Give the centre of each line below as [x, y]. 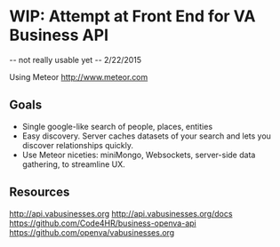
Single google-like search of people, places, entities [117, 126]
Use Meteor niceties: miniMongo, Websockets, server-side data [139, 155]
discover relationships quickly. [77, 145]
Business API [59, 35]
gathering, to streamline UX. [74, 164]
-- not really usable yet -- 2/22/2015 [76, 60]
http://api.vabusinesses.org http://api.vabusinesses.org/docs [121, 213]
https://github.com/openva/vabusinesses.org [92, 232]
